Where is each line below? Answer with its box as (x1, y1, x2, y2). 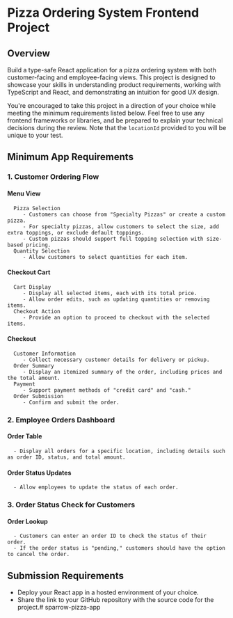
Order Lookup (7, 517, 49, 525)
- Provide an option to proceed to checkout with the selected (22, 314, 210, 321)
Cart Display (13, 283, 51, 290)
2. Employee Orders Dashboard (7, 415, 115, 425)
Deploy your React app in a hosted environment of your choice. (17, 588, 200, 596)
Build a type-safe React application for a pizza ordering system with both (7, 66, 217, 74)
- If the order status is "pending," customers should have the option (13, 545, 226, 552)
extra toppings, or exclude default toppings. (7, 229, 145, 236)
